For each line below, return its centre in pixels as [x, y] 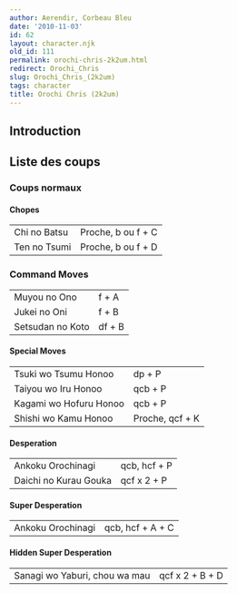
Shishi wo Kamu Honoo [64, 418]
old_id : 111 [32, 52]
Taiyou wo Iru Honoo [58, 388]
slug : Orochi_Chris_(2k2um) [63, 77]
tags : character [40, 86]
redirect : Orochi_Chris [54, 69]
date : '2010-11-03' [46, 26]
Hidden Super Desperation [60, 552]
